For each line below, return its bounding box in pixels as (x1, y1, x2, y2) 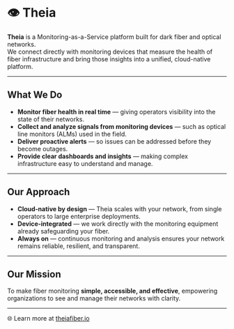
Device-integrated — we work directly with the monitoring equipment (17, 220, 219, 228)
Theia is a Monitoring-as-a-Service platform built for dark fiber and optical (7, 32, 221, 41)
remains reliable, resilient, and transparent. (17, 241, 141, 250)
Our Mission (7, 268, 61, 280)
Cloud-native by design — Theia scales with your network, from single (17, 204, 222, 213)
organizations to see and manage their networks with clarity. (7, 294, 181, 303)
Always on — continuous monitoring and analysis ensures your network (17, 234, 225, 243)
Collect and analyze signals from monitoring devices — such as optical (17, 122, 226, 130)
